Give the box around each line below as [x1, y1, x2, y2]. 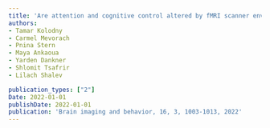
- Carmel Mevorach [8, 34, 70, 42]
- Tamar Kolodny [8, 26, 63, 34]
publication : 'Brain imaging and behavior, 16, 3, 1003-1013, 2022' [8, 108, 243, 116]
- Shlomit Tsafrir [8, 64, 70, 72]
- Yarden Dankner [8, 57, 67, 65]
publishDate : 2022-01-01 [8, 101, 92, 109]
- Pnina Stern [8, 42, 56, 50]
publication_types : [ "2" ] [8, 86, 95, 94]
